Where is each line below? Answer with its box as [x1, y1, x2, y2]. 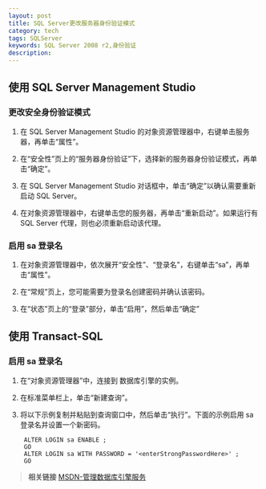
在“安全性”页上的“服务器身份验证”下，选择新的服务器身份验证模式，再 [19, 153, 251, 163]
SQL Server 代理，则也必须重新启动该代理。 [19, 218, 166, 227]
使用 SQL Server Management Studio [8, 81, 196, 95]
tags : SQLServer [8, 34, 62, 43]
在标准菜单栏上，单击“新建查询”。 [19, 393, 132, 402]
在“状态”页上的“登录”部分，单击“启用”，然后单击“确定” [19, 304, 200, 313]
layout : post [8, 11, 52, 20]
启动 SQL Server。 [19, 190, 82, 201]
